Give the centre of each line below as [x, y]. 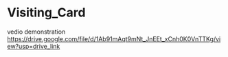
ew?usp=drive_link [34, 46]
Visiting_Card [46, 13]
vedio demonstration [36, 32]
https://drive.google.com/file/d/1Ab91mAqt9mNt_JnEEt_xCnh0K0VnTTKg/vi [114, 38]
